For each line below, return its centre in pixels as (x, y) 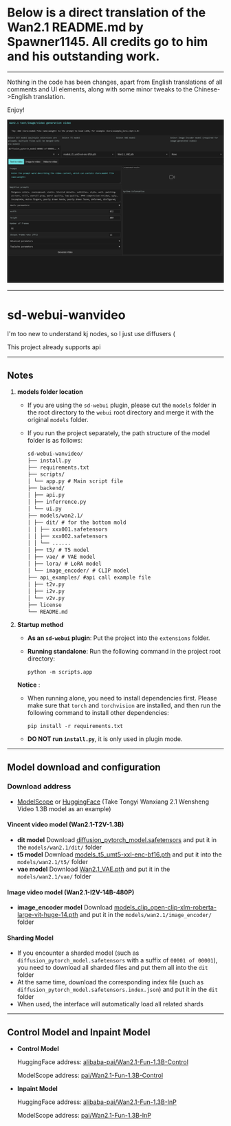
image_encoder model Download (65, 907)
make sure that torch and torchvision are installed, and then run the (124, 705)
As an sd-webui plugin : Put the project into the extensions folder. (119, 638)
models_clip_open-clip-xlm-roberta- (165, 907)
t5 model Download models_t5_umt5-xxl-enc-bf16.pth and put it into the (119, 854)
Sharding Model (30, 938)
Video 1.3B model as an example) (64, 808)
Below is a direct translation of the (107, 13)
